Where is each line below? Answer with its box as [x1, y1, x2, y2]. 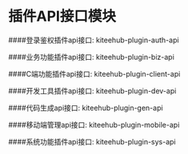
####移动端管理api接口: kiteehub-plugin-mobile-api [8, 120, 180, 129]
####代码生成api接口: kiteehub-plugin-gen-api [8, 103, 163, 113]
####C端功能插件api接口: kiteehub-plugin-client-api [8, 69, 181, 78]
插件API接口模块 [8, 7, 116, 26]
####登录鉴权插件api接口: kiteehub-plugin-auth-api [8, 35, 179, 45]
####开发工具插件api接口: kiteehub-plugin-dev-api [8, 85, 177, 96]
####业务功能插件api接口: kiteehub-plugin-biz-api [8, 52, 174, 61]
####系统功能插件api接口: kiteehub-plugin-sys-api [8, 136, 176, 146]
